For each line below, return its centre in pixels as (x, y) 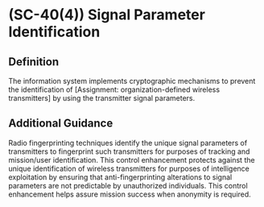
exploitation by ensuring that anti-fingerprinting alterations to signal (120, 177)
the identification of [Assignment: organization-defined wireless (114, 89)
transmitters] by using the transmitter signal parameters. (102, 98)
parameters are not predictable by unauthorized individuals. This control (128, 185)
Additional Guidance (61, 124)
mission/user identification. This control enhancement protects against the (132, 159)
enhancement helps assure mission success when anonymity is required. (130, 194)
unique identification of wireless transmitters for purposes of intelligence (129, 168)
